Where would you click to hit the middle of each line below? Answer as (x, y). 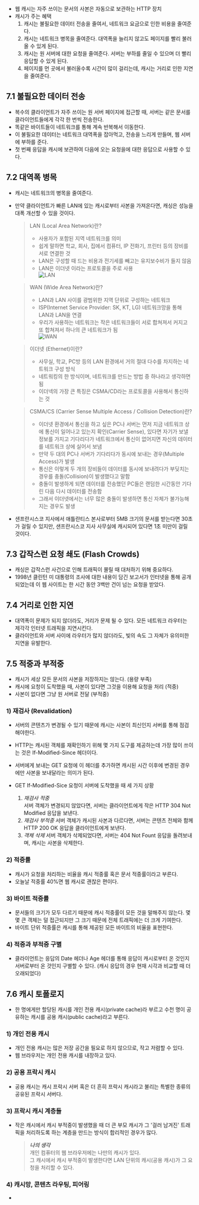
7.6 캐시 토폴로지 (35, 994)
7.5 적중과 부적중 (35, 664)
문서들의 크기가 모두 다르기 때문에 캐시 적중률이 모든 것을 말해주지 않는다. (99, 912)
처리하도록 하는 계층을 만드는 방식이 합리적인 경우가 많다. (92, 1132)
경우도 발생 (62, 506)
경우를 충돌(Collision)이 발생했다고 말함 (84, 476)
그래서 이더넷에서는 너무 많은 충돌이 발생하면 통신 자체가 (103, 498)
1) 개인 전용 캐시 (28, 1034)
